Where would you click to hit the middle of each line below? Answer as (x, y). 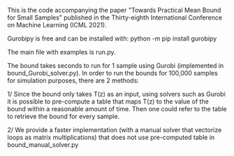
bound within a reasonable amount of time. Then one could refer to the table (117, 109)
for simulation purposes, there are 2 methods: (73, 80)
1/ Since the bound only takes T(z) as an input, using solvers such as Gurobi (116, 94)
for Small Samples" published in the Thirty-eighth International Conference (115, 17)
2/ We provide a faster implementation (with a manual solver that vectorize (115, 130)
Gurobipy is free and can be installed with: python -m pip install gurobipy (112, 38)
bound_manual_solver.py (43, 145)
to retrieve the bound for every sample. (64, 116)
